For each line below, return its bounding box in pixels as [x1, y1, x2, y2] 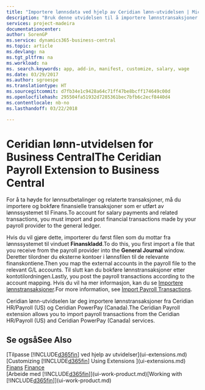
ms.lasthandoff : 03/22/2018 [6, 105, 78, 112]
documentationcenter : [6, 26, 62, 32]
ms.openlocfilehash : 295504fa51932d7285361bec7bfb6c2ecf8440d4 [6, 94, 171, 100]
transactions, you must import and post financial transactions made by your [6, 215, 196, 223]
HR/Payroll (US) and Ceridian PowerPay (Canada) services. [6, 317, 156, 324]
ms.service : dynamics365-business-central [6, 37, 116, 43]
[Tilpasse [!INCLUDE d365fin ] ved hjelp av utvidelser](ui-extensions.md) [6, 351, 187, 358]
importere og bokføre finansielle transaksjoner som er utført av [6, 203, 164, 210]
